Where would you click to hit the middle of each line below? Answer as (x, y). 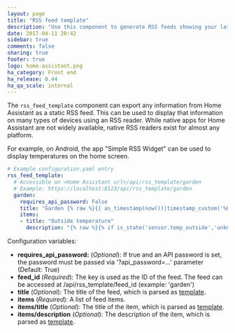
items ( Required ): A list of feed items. (71, 299)
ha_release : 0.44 (33, 79)
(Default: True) (38, 270)
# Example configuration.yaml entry (60, 169)
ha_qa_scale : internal (40, 86)
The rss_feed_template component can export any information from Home (114, 105)
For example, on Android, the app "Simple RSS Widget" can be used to (109, 149)
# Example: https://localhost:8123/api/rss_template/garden (103, 189)
